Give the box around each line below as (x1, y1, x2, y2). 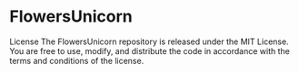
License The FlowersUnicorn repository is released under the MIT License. (9, 36, 289, 47)
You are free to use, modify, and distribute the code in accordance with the (9, 45, 291, 56)
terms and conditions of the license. (9, 55, 145, 66)
